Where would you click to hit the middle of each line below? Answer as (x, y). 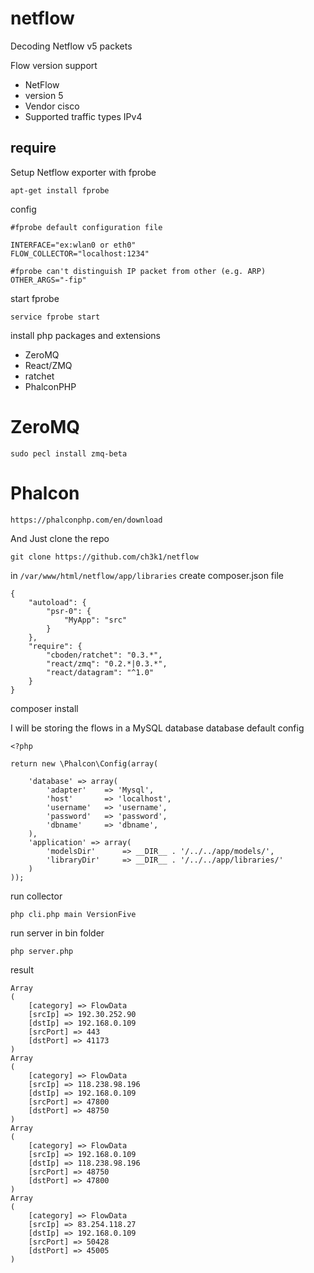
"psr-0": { (69, 611)
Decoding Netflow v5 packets (71, 46)
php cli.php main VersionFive (73, 914)
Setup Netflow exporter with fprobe (83, 172)
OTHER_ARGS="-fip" (48, 280)
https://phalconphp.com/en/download (86, 520)
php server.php (42, 951)
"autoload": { (57, 602)
